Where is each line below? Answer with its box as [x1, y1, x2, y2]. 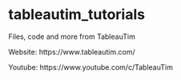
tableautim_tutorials [8, 6, 146, 24]
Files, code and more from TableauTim [8, 32, 136, 41]
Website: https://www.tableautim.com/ [8, 47, 135, 56]
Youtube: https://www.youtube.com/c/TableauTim [8, 62, 174, 72]
